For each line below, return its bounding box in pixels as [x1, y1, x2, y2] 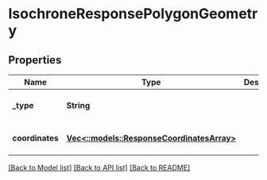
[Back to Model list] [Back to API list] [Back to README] [8, 163, 191, 172]
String [66, 100, 91, 111]
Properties [8, 53, 62, 67]
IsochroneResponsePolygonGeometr [8, 5, 258, 23]
